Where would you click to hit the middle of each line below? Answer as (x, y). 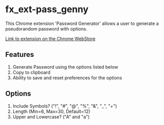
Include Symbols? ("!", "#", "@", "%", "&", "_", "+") (65, 106)
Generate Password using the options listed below (65, 67)
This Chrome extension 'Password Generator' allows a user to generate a (82, 23)
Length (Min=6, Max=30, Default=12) (51, 111)
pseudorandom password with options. (46, 28)
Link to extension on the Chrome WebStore (50, 39)
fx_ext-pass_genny (47, 9)
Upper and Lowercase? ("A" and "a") (51, 117)
